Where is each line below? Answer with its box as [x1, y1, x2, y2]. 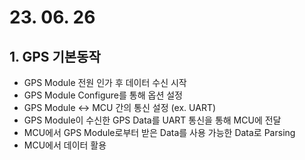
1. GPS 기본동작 [9, 48, 101, 65]
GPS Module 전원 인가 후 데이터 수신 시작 [23, 77, 187, 88]
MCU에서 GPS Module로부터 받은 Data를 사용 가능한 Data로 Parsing [23, 127, 296, 138]
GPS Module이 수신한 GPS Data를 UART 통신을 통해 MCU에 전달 [23, 114, 282, 126]
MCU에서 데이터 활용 [23, 139, 107, 151]
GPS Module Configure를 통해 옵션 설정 [23, 89, 183, 101]
